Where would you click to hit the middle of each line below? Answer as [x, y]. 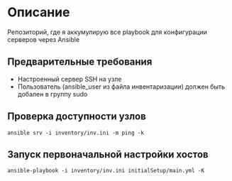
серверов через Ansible [44, 39]
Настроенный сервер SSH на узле [70, 79]
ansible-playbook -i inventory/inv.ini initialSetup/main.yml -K [106, 171]
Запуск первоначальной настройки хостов [108, 154]
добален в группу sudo [53, 94]
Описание [39, 12]
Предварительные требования [80, 62]
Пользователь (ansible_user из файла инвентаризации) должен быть [121, 87]
